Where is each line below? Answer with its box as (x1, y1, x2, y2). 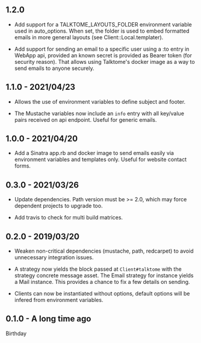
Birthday (5, 330, 26, 337)
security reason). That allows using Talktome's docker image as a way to (14, 58, 195, 65)
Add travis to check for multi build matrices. (14, 214, 123, 221)
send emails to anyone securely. (14, 65, 94, 72)
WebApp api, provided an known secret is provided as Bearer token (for (14, 51, 193, 59)
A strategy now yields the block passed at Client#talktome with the (14, 265, 182, 273)
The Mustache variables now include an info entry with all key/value (14, 110, 185, 117)
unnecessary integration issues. (14, 254, 94, 261)
